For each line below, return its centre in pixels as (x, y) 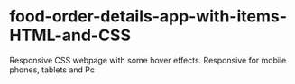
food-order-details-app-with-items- (148, 17)
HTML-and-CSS (70, 35)
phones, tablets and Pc (52, 70)
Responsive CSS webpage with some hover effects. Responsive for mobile (148, 60)
